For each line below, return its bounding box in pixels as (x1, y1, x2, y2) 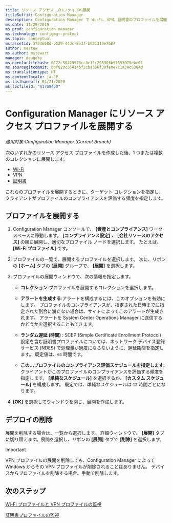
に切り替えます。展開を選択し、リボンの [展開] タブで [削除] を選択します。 (5, 436, 165, 442)
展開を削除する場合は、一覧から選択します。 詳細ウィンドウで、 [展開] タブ (5, 430, 165, 436)
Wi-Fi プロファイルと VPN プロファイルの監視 (5, 501, 102, 507)
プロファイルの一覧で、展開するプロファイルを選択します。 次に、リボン (12, 256, 166, 263)
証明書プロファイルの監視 (5, 512, 59, 518)
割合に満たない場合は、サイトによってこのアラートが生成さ (38, 308, 164, 314)
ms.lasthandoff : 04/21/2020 (5, 79, 66, 84)
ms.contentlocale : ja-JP (5, 74, 58, 80)
